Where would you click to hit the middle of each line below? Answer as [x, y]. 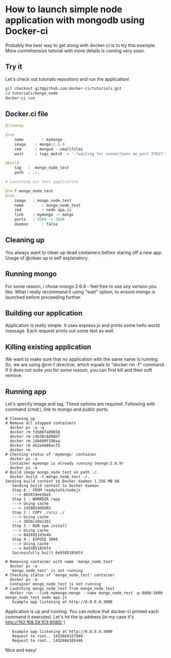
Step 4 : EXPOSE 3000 [35, 539]
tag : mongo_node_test [42, 168]
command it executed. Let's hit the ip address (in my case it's [69, 617]
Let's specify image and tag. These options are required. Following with [80, 404]
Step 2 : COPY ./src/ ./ [38, 512]
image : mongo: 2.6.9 [40, 144]
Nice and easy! [21, 650]
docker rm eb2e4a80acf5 [35, 445]
